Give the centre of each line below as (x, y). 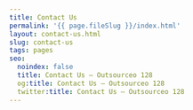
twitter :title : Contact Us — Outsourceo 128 (101, 91)
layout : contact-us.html (55, 34)
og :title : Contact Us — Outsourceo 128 (91, 83)
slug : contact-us (41, 42)
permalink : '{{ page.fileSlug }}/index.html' (95, 26)
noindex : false (45, 67)
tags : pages (31, 51)
